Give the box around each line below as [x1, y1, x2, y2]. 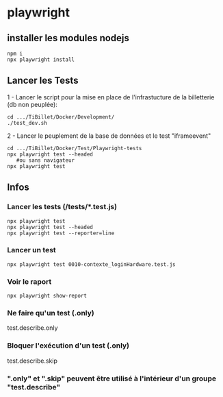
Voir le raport [7, 276, 52, 286]
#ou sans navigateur [16, 156, 75, 164]
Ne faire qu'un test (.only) [7, 309, 94, 318]
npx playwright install [7, 56, 75, 63]
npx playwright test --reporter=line [7, 230, 115, 237]
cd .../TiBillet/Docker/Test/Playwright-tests [7, 145, 142, 152]
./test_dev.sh [7, 119, 48, 126]
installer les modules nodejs [7, 32, 130, 44]
